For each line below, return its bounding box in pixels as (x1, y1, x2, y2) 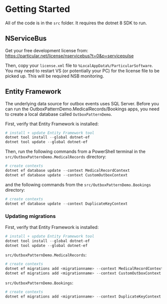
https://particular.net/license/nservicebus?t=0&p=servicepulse (5, 53, 134, 59)
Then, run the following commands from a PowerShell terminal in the (5, 149, 146, 154)
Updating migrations (5, 213, 56, 220)
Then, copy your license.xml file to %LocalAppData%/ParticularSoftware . (5, 62, 153, 68)
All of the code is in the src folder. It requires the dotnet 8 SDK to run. (5, 20, 147, 26)
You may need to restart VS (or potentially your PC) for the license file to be (5, 68, 160, 74)
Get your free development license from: (5, 47, 88, 53)
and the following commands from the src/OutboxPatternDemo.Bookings (5, 181, 151, 187)
